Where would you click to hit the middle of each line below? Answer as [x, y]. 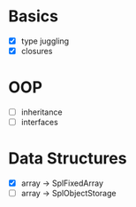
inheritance [42, 112]
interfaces [39, 123]
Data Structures [68, 159]
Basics [34, 16]
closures [37, 51]
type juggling [45, 41]
